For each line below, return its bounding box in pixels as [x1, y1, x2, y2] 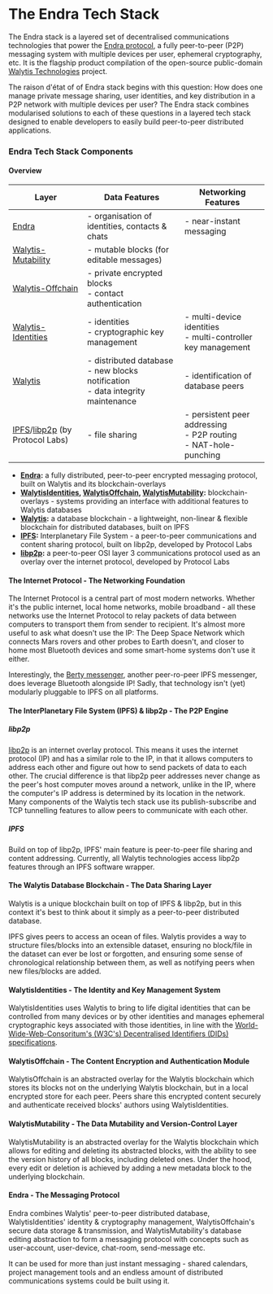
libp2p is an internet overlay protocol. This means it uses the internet [8, 745, 239, 754]
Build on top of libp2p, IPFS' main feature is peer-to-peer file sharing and [8, 844, 253, 855]
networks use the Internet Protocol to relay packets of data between [8, 611, 237, 621]
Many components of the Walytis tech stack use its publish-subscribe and [8, 797, 258, 807]
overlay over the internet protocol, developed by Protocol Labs [19, 557, 230, 566]
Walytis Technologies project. [8, 66, 108, 76]
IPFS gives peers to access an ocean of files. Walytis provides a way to [8, 932, 247, 941]
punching [184, 449, 221, 461]
